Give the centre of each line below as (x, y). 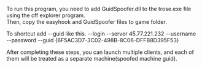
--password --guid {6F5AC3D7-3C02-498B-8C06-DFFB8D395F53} (93, 40)
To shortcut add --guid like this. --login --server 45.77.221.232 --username (101, 34)
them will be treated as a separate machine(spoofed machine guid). (92, 59)
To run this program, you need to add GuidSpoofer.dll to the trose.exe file (99, 9)
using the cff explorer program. (46, 15)
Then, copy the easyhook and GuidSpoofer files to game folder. (87, 22)
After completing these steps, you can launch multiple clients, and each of (100, 52)
